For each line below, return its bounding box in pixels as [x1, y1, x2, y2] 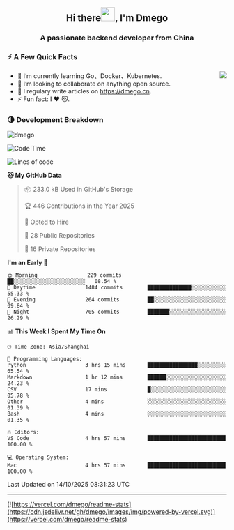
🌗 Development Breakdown [7, 114, 104, 124]
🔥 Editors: [7, 428, 40, 436]
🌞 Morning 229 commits [7, 271, 122, 279]
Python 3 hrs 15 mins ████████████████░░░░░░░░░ [7, 361, 226, 368]
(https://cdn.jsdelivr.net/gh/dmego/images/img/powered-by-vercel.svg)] [7, 507, 216, 516]
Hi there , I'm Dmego [65, 12, 169, 24]
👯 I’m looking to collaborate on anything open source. [17, 79, 171, 88]
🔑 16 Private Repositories [24, 245, 96, 253]
